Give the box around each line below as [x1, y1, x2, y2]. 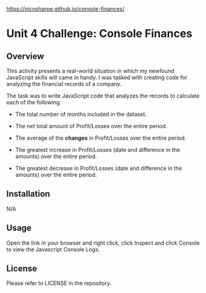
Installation [6, 189, 50, 199]
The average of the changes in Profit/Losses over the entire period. [15, 134, 186, 142]
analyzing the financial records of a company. [6, 80, 122, 88]
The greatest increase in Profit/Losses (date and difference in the [15, 146, 180, 153]
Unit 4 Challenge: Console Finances [6, 27, 193, 40]
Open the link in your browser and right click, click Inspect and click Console [6, 239, 200, 246]
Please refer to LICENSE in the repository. [6, 280, 112, 287]
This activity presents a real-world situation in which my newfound [6, 67, 175, 74]
